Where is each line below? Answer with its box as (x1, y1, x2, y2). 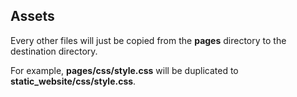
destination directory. (10, 45, 98, 57)
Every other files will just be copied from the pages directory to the (10, 34, 287, 46)
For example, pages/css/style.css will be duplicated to (10, 64, 239, 76)
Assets (10, 8, 55, 25)
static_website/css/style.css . (10, 75, 137, 87)
